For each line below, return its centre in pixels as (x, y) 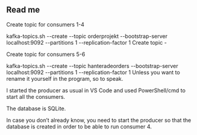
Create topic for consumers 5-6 (46, 54)
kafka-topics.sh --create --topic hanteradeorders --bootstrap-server (92, 66)
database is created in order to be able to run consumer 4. (79, 127)
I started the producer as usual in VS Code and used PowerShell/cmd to (96, 90)
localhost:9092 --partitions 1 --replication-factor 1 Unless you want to (93, 72)
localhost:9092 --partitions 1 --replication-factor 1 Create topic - (87, 42)
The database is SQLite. (36, 108)
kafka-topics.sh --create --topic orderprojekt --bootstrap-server (87, 36)
